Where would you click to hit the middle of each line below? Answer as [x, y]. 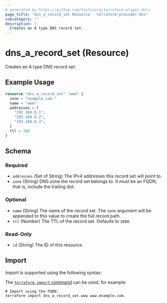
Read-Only [19, 234]
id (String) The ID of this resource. [48, 245]
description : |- [22, 24]
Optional [16, 200]
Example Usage [30, 82]
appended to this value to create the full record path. [67, 216]
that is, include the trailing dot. [44, 187]
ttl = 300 [20, 131]
